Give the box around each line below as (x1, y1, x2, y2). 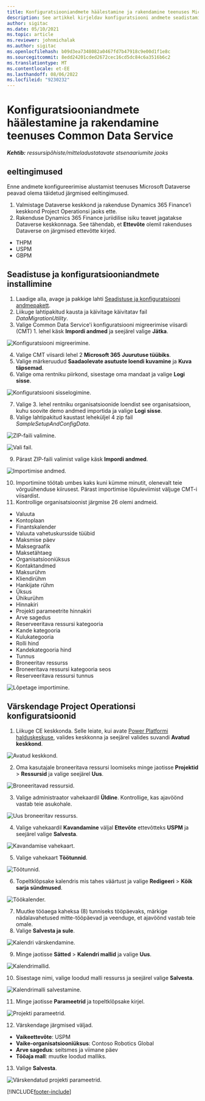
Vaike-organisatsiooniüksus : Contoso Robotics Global (15, 1039, 155, 1047)
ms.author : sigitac (7, 43, 57, 49)
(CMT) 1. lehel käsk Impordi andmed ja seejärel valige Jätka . (15, 327, 169, 335)
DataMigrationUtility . (15, 314, 69, 322)
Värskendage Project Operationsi (7, 702, 136, 712)
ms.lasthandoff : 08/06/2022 (7, 71, 78, 77)
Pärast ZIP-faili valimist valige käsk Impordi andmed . (15, 455, 148, 463)
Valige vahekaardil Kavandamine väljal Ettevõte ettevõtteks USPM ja (15, 823, 189, 831)
